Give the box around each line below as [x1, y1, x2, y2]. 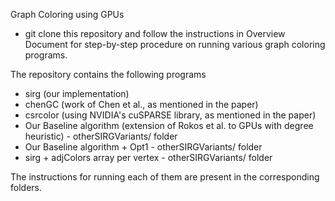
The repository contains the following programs [10, 69, 207, 80]
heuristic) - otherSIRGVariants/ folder [24, 130, 178, 142]
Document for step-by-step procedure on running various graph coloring [24, 39, 326, 50]
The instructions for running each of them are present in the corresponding [10, 171, 320, 183]
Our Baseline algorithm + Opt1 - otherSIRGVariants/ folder [24, 141, 263, 153]
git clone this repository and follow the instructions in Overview [24, 28, 286, 39]
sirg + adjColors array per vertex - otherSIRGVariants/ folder [24, 152, 273, 163]
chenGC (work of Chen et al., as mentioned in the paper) [24, 99, 259, 110]
